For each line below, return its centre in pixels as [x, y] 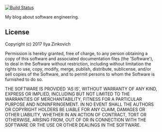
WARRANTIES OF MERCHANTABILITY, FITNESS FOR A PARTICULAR [73, 99]
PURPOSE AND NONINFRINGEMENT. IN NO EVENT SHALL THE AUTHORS [80, 104]
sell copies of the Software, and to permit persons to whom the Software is [80, 74]
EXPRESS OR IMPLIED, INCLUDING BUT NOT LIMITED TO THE [67, 94]
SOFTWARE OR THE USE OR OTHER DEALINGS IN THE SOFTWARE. [73, 125]
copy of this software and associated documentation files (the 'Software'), [79, 58]
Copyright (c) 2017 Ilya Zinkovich [38, 44]
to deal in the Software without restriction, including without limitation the [78, 64]
